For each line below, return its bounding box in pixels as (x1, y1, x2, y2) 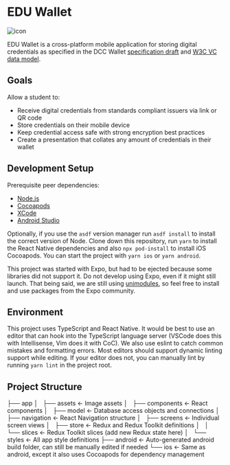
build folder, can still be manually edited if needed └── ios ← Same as (7, 443, 206, 451)
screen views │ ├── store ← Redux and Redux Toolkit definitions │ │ (7, 421, 209, 429)
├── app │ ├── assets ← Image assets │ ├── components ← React (7, 399, 208, 407)
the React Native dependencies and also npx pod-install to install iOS (7, 244, 207, 252)
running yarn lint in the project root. (7, 361, 112, 370)
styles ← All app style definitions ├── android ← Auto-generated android (7, 435, 215, 444)
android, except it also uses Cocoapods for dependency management (7, 451, 205, 459)
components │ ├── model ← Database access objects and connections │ (7, 407, 220, 415)
